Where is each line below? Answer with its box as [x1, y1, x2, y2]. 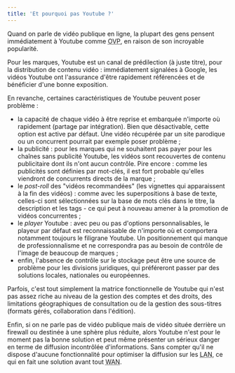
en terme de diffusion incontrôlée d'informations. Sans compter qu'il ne [7, 342, 214, 351]
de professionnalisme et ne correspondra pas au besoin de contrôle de [17, 241, 223, 249]
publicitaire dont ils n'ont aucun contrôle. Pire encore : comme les [17, 159, 208, 168]
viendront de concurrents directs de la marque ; [17, 174, 156, 183]
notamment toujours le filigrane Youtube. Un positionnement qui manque [17, 234, 228, 242]
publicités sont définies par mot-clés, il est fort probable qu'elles [17, 167, 205, 175]
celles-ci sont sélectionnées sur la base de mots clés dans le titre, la [17, 197, 215, 205]
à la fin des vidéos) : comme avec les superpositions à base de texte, [17, 189, 217, 197]
